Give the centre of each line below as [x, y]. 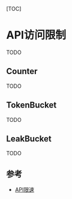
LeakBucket [29, 139]
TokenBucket [31, 105]
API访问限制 [36, 35]
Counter [22, 71]
